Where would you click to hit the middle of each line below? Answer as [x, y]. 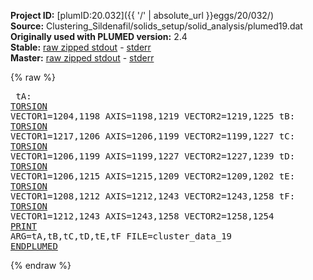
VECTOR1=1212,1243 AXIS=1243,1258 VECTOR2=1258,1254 [142, 216]
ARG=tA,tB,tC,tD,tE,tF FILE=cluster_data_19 [121, 236]
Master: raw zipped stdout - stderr [82, 58]
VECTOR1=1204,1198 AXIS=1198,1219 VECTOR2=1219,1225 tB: [153, 116]
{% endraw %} [41, 265]
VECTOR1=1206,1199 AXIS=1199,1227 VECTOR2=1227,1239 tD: [153, 156]
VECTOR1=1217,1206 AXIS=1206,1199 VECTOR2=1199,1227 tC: [153, 136]
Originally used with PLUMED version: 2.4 [99, 36]
